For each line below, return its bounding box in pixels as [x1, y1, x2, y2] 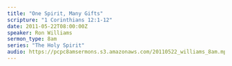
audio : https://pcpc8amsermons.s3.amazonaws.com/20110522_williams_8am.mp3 [7, 49, 230, 56]
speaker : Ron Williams [7, 29, 72, 36]
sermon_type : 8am [7, 36, 57, 43]
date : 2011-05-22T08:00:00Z [7, 23, 88, 30]
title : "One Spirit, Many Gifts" [7, 10, 104, 17]
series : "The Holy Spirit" [7, 42, 85, 49]
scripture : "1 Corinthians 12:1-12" [7, 16, 113, 23]
